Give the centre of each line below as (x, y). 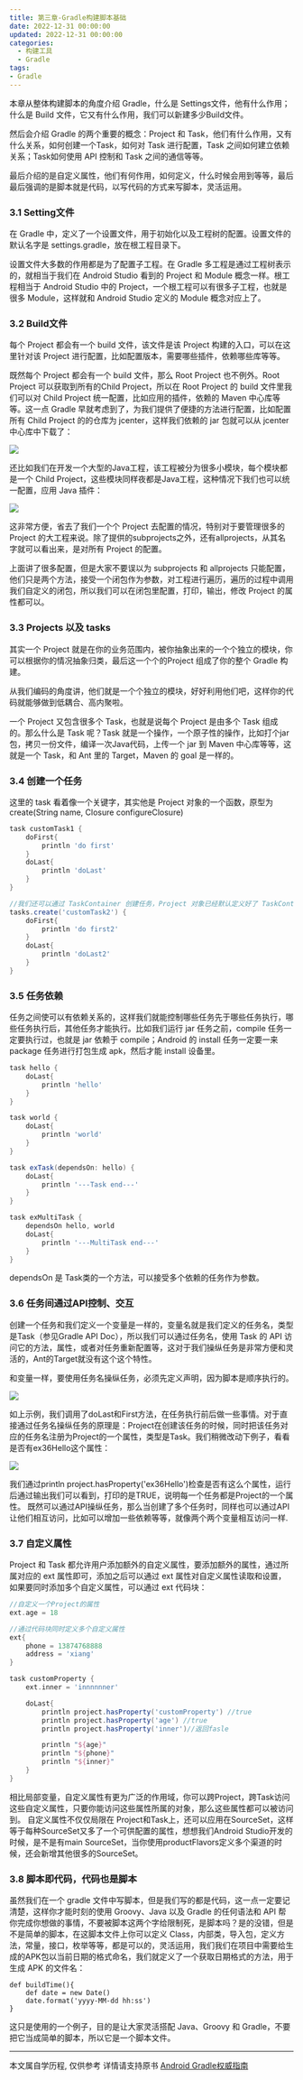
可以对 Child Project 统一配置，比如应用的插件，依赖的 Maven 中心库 (145, 398)
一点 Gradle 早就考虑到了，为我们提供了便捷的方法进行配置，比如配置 (162, 409)
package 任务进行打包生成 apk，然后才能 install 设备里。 (115, 1051)
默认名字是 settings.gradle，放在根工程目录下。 (98, 245)
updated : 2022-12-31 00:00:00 (66, 34)
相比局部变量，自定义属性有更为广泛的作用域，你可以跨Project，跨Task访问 (150, 1797)
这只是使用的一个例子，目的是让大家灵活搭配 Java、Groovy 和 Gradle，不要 (150, 2027)
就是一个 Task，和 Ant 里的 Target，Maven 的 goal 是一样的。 (124, 755)
